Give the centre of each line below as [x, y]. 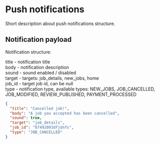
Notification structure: [28, 52]
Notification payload [38, 40]
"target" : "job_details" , [37, 123]
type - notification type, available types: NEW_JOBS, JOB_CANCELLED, [80, 89]
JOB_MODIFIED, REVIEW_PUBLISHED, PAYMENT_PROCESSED [71, 94]
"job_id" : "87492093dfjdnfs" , [42, 128]
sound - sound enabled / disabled [41, 73]
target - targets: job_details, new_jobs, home [52, 78]
